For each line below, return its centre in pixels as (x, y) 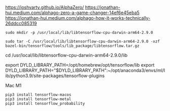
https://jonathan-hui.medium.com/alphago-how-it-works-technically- (78, 18)
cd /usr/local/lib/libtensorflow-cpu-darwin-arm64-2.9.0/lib (66, 55)
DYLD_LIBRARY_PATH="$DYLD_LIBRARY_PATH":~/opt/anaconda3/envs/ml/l (85, 70)
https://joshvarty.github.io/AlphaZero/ (45, 7)
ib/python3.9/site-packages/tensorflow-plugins (55, 76)
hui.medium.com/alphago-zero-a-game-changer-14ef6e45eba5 (72, 13)
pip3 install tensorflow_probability (45, 103)
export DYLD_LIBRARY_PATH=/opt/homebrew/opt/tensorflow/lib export (80, 65)
